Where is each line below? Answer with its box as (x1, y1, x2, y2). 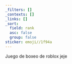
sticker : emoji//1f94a (5, 40, 52, 45)
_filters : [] (5, 7, 32, 12)
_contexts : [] (5, 12, 35, 17)
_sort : (5, 21, 19, 26)
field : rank (9, 26, 35, 31)
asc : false (9, 30, 32, 35)
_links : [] (5, 16, 28, 21)
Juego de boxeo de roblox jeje (5, 53, 68, 59)
